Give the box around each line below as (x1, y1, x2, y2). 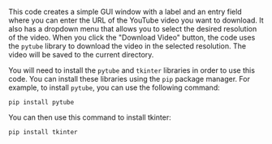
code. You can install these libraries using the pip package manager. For (8, 74, 250, 83)
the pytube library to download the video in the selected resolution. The (8, 41, 246, 51)
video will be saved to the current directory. (8, 50, 154, 59)
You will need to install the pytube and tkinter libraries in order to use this (8, 66, 256, 75)
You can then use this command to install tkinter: (8, 112, 172, 122)
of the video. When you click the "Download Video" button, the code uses (8, 32, 256, 42)
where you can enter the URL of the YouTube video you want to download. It (8, 15, 264, 25)
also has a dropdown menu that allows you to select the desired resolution (8, 24, 257, 33)
